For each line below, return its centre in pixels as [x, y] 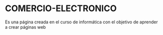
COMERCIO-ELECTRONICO [61, 9]
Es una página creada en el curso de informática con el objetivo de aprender [81, 22]
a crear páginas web [25, 27]
